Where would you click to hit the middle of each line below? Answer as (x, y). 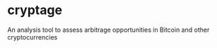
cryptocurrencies (33, 37)
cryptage (35, 10)
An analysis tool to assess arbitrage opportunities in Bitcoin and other (108, 30)
